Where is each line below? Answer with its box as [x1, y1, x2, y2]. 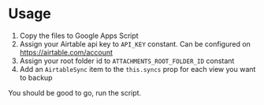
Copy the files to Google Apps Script [19, 31, 139, 40]
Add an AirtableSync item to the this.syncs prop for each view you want [19, 64, 256, 73]
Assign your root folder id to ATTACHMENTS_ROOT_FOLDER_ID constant [19, 56, 235, 66]
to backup [19, 73, 53, 82]
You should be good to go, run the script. [8, 88, 142, 97]
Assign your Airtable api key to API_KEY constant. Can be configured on [19, 39, 251, 48]
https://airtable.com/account [19, 47, 113, 57]
